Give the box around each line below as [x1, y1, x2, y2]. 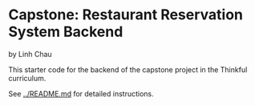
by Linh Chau [8, 49, 52, 59]
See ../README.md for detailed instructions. [8, 88, 154, 98]
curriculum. [8, 73, 47, 83]
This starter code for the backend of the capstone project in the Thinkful [8, 64, 248, 74]
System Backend [8, 22, 123, 41]
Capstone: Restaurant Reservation [8, 6, 243, 24]
